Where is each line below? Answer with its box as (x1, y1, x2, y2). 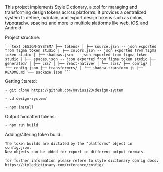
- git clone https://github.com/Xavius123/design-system (5, 88, 124, 93)
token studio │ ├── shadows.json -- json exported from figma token (5, 52, 148, 57)
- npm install (5, 105, 34, 110)
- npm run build (5, 123, 38, 128)
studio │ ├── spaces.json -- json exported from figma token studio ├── (5, 57, 157, 62)
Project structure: (5, 34, 41, 40)
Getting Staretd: (5, 78, 37, 84)
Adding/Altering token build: (5, 132, 62, 137)
